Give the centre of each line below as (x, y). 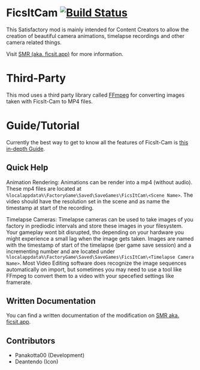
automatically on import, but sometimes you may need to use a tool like (94, 269)
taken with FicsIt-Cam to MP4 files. (49, 101)
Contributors (31, 341)
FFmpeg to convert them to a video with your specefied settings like (90, 276)
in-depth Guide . (26, 149)
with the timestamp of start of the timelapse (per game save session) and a (99, 245)
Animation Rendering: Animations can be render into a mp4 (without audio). (99, 182)
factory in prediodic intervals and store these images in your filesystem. (95, 226)
